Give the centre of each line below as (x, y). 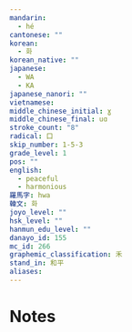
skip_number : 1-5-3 (46, 145)
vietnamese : (32, 102)
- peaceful (38, 178)
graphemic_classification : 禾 (66, 255)
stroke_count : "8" (44, 128)
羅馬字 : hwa (30, 196)
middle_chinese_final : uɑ (58, 119)
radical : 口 (31, 136)
